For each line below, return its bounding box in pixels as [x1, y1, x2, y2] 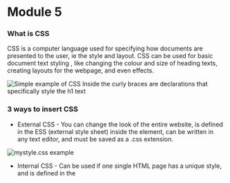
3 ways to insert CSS [7, 104, 79, 114]
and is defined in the [17, 168, 76, 177]
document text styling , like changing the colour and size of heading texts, [7, 59, 218, 68]
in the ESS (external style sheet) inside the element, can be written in [17, 127, 214, 135]
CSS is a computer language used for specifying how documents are [7, 44, 203, 52]
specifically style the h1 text [7, 87, 86, 95]
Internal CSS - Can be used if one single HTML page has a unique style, [17, 162, 222, 170]
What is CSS [7, 29, 50, 39]
